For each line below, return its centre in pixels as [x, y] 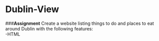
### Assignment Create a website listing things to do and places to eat [80, 23]
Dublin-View [32, 9]
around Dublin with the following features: [49, 28]
